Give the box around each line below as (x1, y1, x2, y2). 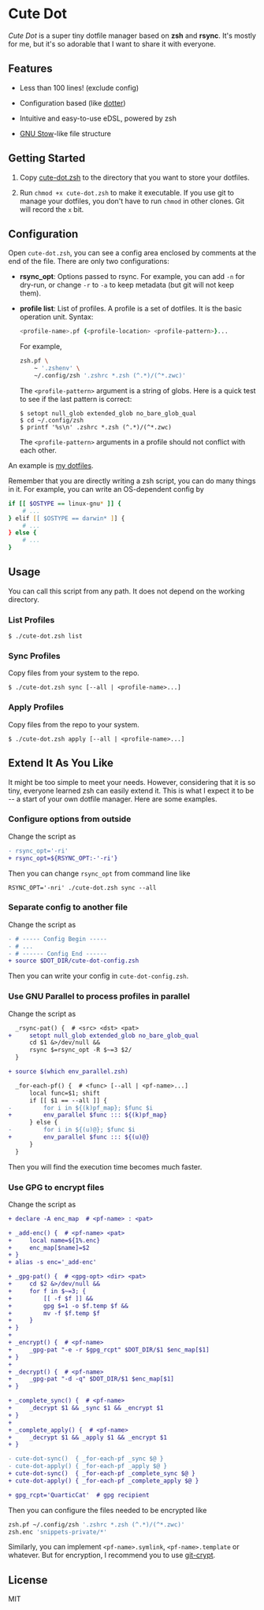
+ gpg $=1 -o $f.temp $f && (8, 1302, 128, 1310)
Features (8, 62, 53, 76)
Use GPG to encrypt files (8, 1181, 105, 1192)
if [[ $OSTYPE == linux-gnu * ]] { (8, 500, 122, 508)
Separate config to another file (8, 902, 128, 913)
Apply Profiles (8, 702, 65, 713)
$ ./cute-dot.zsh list (8, 632, 83, 641)
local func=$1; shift (28, 1089, 101, 1097)
